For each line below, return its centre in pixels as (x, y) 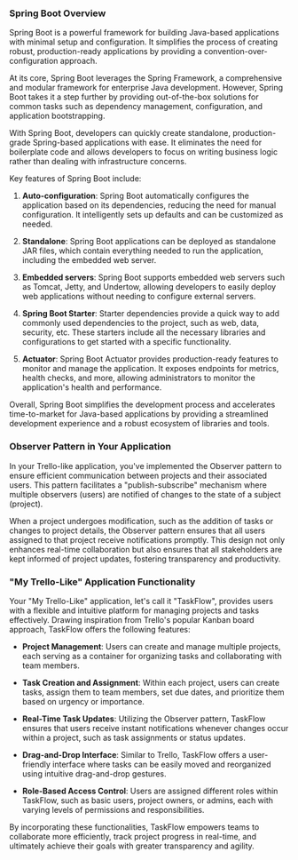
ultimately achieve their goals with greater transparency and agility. (132, 846)
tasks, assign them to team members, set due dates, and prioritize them (153, 692)
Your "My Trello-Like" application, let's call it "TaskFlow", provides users (141, 601)
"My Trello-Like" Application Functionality (102, 582)
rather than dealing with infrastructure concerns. (98, 162)
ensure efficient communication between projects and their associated (138, 475)
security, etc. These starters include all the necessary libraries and (144, 332)
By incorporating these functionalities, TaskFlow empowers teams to (134, 827)
